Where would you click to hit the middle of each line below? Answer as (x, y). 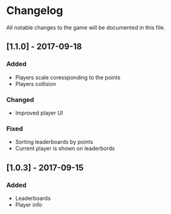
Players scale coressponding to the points (68, 77)
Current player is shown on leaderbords (65, 148)
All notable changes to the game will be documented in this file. (86, 27)
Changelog (35, 11)
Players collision (36, 84)
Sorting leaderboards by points (54, 142)
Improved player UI (39, 113)
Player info (29, 204)
